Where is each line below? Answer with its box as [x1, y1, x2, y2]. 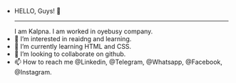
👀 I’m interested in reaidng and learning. [14, 35, 132, 43]
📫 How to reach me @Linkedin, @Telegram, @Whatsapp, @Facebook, [14, 57, 223, 66]
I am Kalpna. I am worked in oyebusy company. [14, 27, 153, 35]
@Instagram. [14, 68, 52, 76]
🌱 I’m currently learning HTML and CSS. [14, 43, 132, 50]
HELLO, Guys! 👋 [14, 7, 61, 15]
